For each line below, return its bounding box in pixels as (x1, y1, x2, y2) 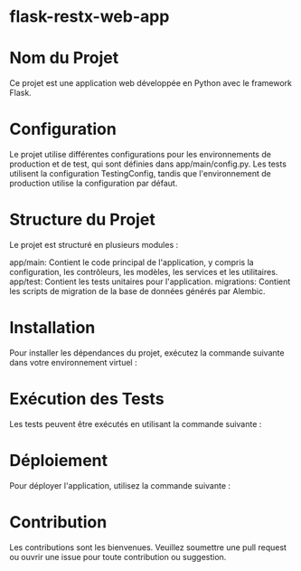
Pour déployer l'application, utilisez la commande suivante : (9, 480, 231, 490)
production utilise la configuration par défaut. (9, 178, 178, 189)
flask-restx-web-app (9, 6, 170, 27)
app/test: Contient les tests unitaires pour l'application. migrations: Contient (9, 276, 291, 287)
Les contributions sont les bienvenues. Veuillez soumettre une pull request (9, 541, 287, 553)
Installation (9, 318, 96, 338)
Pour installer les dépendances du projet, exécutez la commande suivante (9, 347, 285, 358)
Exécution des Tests (9, 389, 165, 409)
